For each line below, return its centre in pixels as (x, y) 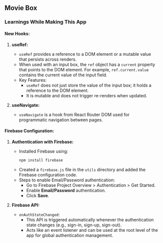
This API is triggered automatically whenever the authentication (90, 220)
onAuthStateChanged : (39, 214)
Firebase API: (26, 205)
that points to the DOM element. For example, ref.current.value (84, 69)
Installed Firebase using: (43, 151)
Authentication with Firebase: (42, 142)
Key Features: (33, 80)
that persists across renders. (48, 59)
